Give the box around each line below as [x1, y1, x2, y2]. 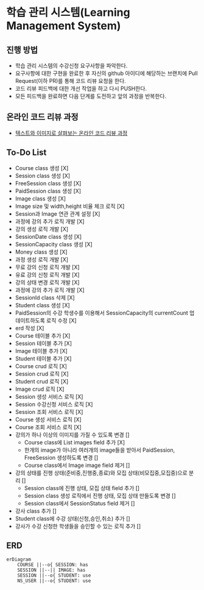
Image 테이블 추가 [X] [15, 347, 68, 354]
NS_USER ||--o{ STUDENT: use [17, 578, 91, 584]
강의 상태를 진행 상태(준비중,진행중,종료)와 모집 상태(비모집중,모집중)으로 [15, 469, 188, 476]
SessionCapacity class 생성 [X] [15, 240, 93, 247]
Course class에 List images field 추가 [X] [24, 438, 125, 446]
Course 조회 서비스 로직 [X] [15, 423, 82, 430]
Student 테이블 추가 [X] [15, 355, 72, 362]
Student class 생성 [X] [15, 301, 70, 308]
